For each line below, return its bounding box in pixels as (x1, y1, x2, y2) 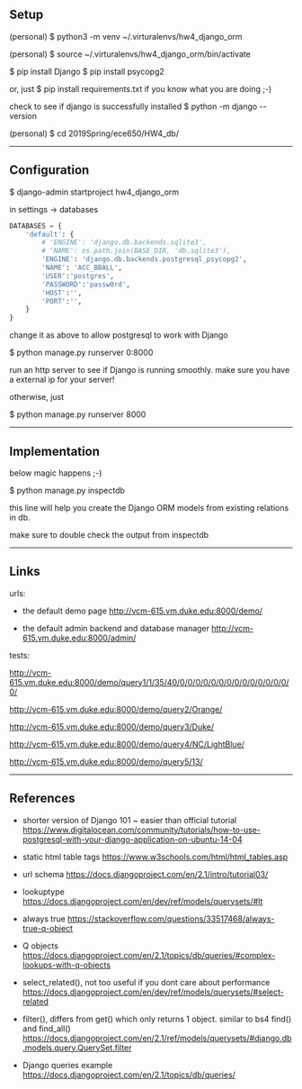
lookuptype (22, 886, 65, 897)
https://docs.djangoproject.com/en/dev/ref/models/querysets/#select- (22, 986, 285, 997)
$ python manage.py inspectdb (9, 485, 126, 495)
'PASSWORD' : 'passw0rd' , (41, 279, 130, 289)
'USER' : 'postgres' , (41, 271, 115, 280)
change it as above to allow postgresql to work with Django (9, 330, 229, 340)
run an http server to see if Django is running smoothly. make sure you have (9, 365, 290, 376)
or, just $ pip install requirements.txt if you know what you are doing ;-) (9, 83, 272, 94)
